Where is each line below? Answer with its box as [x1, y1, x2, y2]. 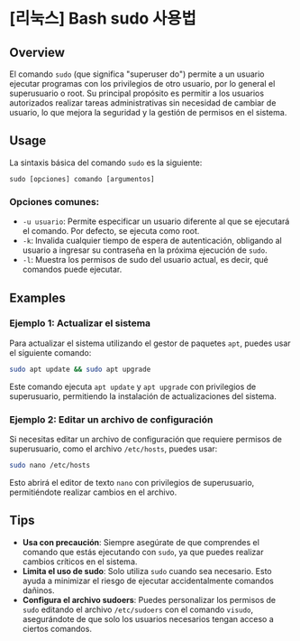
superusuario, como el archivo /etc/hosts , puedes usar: [9, 443, 218, 454]
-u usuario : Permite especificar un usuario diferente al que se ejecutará [22, 216, 290, 227]
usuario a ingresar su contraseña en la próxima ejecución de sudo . [22, 245, 268, 255]
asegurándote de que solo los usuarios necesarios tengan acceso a [22, 613, 275, 624]
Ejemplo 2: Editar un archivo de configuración [9, 413, 214, 425]
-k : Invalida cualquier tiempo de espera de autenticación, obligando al [22, 236, 282, 246]
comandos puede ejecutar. [22, 264, 123, 275]
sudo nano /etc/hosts [9, 460, 91, 469]
